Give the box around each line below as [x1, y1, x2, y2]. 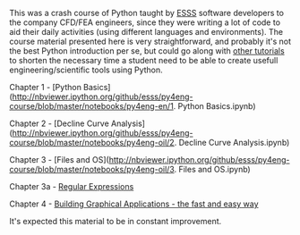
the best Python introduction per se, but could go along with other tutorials [9, 46, 285, 56]
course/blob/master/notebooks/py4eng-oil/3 [9, 164, 175, 174]
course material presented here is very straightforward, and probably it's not [9, 36, 292, 46]
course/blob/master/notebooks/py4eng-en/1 [9, 101, 175, 111]
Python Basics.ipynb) [177, 101, 257, 111]
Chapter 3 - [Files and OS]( [9, 155, 109, 164]
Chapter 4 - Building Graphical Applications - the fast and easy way [9, 198, 259, 209]
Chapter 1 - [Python [9, 82, 82, 92]
